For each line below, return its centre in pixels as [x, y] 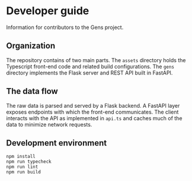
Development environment [57, 143]
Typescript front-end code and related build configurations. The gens [90, 66]
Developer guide [48, 11]
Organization [31, 46]
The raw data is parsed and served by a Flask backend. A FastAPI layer [93, 105]
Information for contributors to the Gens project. [65, 27]
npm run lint [22, 167]
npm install [21, 157]
